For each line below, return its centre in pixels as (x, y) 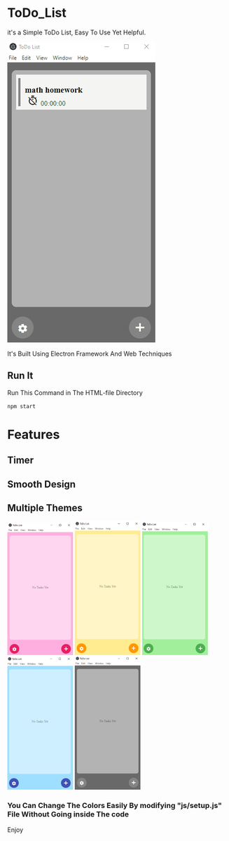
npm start (22, 406)
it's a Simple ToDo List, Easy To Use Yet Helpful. (77, 32)
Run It (20, 376)
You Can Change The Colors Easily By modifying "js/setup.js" (114, 806)
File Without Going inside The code (68, 814)
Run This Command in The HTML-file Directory (75, 392)
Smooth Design (41, 484)
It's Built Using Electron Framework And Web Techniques (90, 354)
